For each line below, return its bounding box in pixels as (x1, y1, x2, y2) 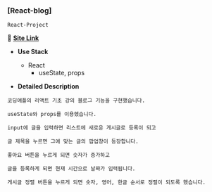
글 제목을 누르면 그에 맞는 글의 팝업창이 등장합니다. (7, 138, 139, 146)
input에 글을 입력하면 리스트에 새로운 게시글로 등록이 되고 (7, 124, 156, 132)
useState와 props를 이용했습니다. (7, 111, 97, 118)
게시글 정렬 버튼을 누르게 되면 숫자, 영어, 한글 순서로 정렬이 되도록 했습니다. (7, 179, 206, 186)
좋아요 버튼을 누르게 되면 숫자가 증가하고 (7, 152, 111, 159)
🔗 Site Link (7, 34, 39, 42)
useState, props (38, 69, 85, 77)
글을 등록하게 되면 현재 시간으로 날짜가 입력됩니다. (7, 165, 136, 172)
